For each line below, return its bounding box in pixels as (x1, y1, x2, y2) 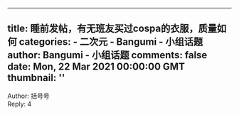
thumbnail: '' (7, 72, 65, 84)
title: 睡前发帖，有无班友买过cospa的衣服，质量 (7, 23, 217, 35)
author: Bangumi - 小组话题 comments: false (7, 49, 208, 61)
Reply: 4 (7, 99, 32, 108)
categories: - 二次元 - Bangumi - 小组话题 (18, 36, 203, 48)
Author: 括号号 (7, 92, 50, 100)
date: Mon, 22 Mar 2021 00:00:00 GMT (7, 61, 185, 73)
